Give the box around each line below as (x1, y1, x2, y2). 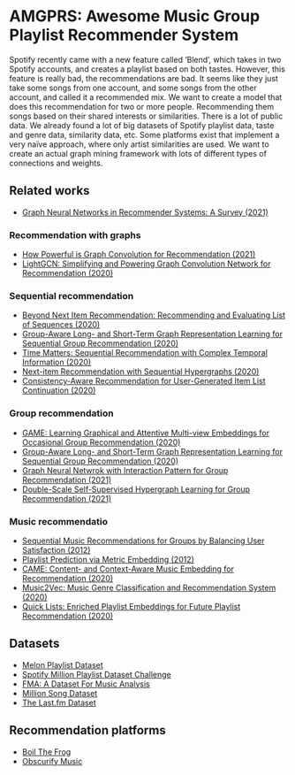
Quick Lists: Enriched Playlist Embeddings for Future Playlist (21, 601, 241, 611)
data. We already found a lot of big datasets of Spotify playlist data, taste (9, 119, 275, 130)
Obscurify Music (21, 756, 83, 766)
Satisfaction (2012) (21, 544, 91, 555)
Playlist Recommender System (9, 25, 239, 45)
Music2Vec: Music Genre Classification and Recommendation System (21, 582, 276, 593)
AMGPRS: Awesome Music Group (9, 6, 261, 27)
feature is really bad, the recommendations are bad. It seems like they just (9, 73, 278, 83)
